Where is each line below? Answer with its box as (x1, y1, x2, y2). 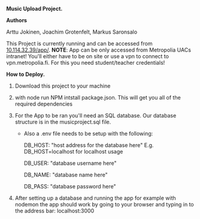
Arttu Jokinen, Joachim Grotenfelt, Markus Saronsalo (6, 28, 138, 35)
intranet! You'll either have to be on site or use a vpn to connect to (6, 53, 169, 59)
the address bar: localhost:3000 (14, 207, 95, 214)
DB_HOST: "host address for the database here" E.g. (23, 142, 154, 149)
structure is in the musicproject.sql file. (14, 118, 111, 125)
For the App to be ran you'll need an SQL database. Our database (14, 112, 177, 119)
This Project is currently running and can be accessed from (6, 40, 153, 47)
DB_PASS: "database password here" (23, 183, 116, 190)
